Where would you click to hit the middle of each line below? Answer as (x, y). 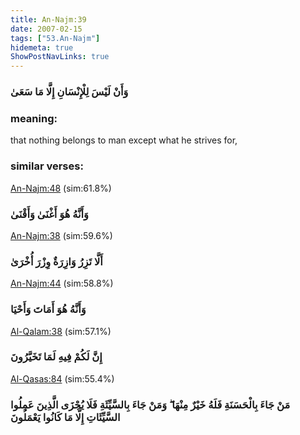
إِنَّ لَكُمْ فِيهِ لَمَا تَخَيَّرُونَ (56, 357)
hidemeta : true (42, 47)
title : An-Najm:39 (48, 19)
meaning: (34, 118)
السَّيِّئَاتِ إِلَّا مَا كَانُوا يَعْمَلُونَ (65, 417)
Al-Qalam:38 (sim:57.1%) (61, 331)
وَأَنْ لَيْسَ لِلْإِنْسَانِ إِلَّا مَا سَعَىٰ (69, 92)
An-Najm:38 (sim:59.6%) (61, 235)
